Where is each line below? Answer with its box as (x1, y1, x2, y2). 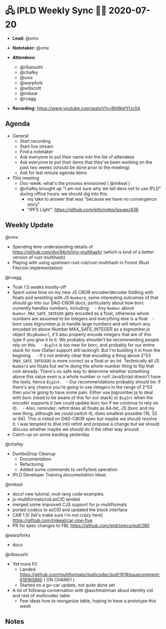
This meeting (12, 175, 40, 181)
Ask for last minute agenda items (19, 170, 87, 175)
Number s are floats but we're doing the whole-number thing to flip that (12, 363, 155, 369)
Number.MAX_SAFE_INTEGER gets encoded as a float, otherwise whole (12, 310, 150, 316)
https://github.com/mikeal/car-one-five (12, 517, 93, 523)
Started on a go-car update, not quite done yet (19, 582, 115, 588)
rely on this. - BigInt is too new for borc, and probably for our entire (12, 342, 155, 348)
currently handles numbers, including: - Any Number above (12, 305, 134, 311)
